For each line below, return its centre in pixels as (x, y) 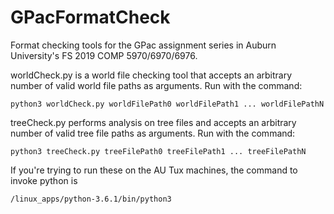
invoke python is (44, 180)
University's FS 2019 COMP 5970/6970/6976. (104, 55)
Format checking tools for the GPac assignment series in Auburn (143, 45)
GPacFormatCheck (90, 17)
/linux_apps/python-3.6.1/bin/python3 (91, 199)
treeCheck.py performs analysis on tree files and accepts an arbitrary (153, 122)
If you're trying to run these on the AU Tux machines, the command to (154, 170)
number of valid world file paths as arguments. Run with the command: (156, 85)
